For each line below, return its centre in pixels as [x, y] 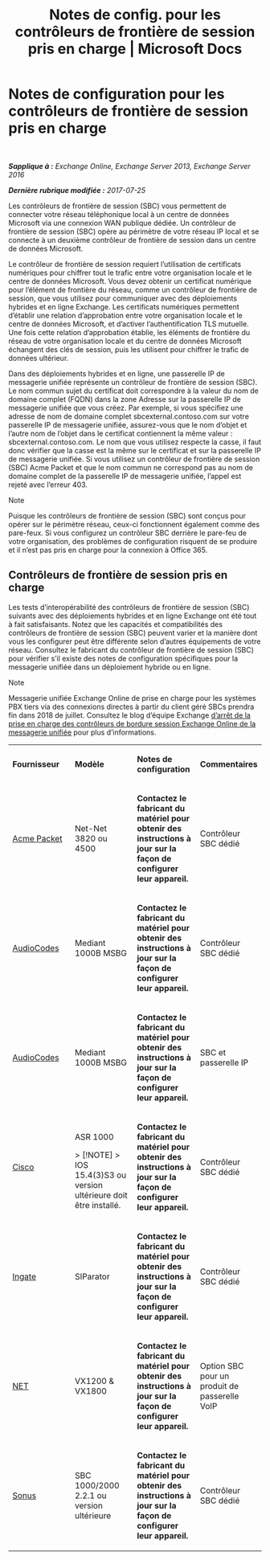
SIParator [92, 1276]
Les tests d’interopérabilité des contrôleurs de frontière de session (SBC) [129, 607]
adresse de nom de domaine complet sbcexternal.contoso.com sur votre [129, 416]
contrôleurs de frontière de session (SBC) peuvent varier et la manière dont [133, 633]
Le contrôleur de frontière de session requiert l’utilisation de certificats [125, 264]
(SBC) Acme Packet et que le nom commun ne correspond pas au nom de [131, 467]
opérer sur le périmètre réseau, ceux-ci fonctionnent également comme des [134, 524]
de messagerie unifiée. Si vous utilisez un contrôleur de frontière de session [134, 459]
